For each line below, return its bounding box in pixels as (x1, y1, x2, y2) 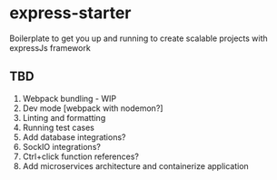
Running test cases (22, 122, 95, 133)
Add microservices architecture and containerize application (22, 160, 250, 171)
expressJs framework (9, 42, 91, 53)
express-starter (9, 3, 132, 24)
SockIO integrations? (22, 141, 102, 152)
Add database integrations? (22, 131, 126, 143)
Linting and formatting (22, 112, 106, 123)
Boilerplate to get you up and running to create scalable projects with (9, 33, 268, 44)
